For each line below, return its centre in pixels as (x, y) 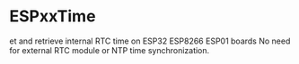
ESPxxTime (53, 16)
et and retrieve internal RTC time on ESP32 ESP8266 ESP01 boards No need (150, 41)
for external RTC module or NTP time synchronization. (110, 50)
